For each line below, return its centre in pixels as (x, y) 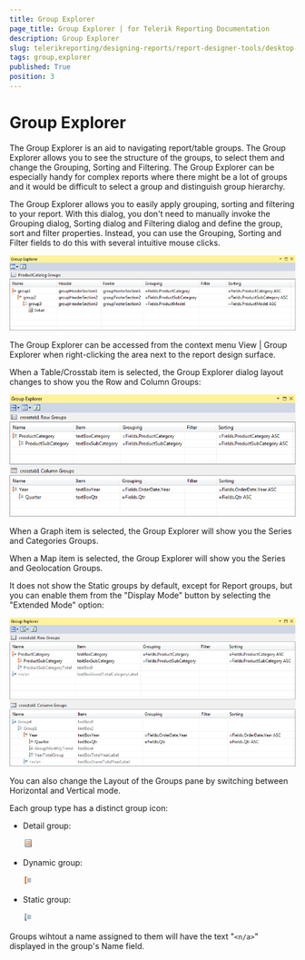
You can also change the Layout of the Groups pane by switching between (149, 781)
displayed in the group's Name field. (77, 946)
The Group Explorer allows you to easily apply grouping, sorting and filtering (152, 203)
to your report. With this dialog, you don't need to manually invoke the (140, 213)
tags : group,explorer (50, 58)
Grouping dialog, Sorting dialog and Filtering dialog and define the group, (146, 223)
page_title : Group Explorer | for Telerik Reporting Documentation (140, 29)
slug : (20, 48)
